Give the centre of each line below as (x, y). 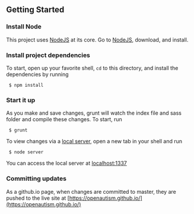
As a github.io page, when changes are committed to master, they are (91, 191)
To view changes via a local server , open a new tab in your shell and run (94, 141)
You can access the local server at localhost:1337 (67, 163)
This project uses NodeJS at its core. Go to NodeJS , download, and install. (97, 40)
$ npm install (26, 85)
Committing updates (36, 179)
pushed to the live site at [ (38, 198)
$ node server (26, 152)
